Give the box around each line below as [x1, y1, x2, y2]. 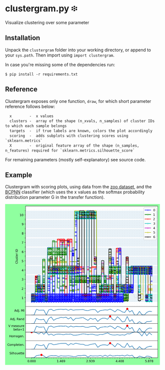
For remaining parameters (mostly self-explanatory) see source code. [5, 156, 146, 162]
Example [5, 171, 32, 179]
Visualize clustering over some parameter [5, 19, 89, 25]
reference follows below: [5, 103, 55, 109]
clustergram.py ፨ [5, 3, 78, 14]
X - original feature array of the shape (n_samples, [9, 143, 139, 148]
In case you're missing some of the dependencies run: [5, 62, 115, 67]
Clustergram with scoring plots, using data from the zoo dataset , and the [5, 184, 152, 190]
